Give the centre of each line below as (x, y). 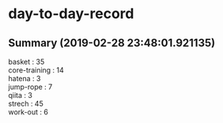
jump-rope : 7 (30, 87)
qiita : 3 (21, 95)
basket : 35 (26, 61)
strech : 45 (26, 104)
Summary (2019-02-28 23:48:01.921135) (112, 43)
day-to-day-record (71, 14)
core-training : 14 (36, 70)
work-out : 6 (28, 112)
